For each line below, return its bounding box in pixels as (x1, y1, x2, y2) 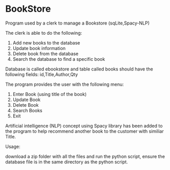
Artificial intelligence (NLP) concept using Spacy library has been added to (5, 123, 163, 129)
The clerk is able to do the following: (5, 30, 82, 36)
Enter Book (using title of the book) (12, 91, 87, 97)
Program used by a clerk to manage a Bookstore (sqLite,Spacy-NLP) (5, 20, 150, 26)
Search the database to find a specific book (12, 56, 105, 62)
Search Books (12, 107, 42, 113)
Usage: (5, 143, 20, 150)
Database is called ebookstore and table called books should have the (5, 66, 154, 72)
